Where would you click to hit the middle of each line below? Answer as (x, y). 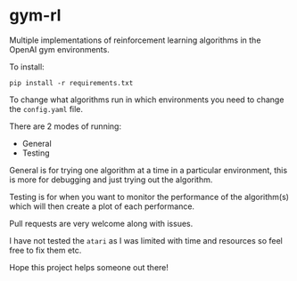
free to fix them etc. (45, 250)
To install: (27, 67)
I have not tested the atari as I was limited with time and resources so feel (146, 240)
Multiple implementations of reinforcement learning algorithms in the (135, 40)
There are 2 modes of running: (66, 126)
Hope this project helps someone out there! (89, 267)
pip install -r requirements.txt (71, 83)
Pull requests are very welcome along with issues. (101, 223)
